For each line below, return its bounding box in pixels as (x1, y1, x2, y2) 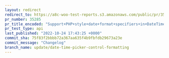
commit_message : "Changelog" (5, 40, 66, 45)
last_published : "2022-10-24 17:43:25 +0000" (5, 31, 102, 36)
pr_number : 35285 (5, 17, 41, 22)
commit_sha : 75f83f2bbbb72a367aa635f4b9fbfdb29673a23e (5, 36, 123, 41)
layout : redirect (5, 7, 41, 13)
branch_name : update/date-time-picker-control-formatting (5, 45, 129, 50)
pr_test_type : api (5, 26, 43, 31)
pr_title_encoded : (5, 21, 43, 27)
